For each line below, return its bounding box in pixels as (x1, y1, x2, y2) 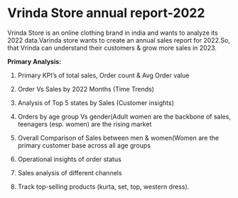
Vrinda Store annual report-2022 (7, 5, 205, 21)
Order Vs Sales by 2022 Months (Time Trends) (17, 84, 155, 93)
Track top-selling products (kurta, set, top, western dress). (17, 182, 190, 191)
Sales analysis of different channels (17, 168, 122, 177)
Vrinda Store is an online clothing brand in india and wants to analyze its (7, 28, 218, 37)
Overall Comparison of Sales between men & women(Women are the (17, 133, 219, 142)
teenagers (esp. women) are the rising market (17, 119, 152, 128)
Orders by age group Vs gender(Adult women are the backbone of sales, (17, 112, 231, 121)
